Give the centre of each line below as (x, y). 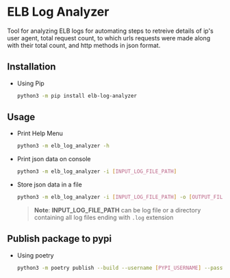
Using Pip (30, 83)
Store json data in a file (49, 184)
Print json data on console (54, 159)
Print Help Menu (40, 133)
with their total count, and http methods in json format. (84, 45)
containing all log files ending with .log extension (104, 218)
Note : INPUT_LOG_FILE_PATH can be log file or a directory (117, 210)
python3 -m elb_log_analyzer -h (63, 146)
